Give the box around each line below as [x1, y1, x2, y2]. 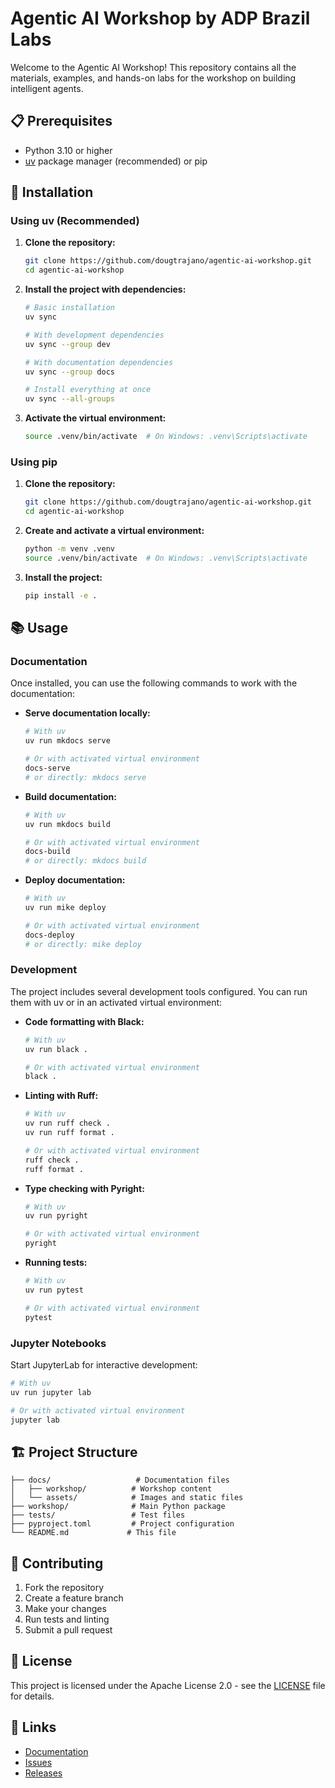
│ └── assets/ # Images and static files [10, 1493, 244, 1503]
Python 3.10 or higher [24, 144, 113, 156]
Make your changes [24, 1603, 107, 1615]
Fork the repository [24, 1582, 105, 1594]
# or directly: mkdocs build [24, 856, 147, 866]
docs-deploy [24, 930, 75, 940]
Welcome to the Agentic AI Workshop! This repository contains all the [10, 61, 297, 73]
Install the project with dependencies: [24, 283, 187, 296]
